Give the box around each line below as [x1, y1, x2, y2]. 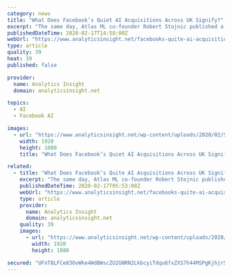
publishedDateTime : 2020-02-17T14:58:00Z [7, 29, 128, 37]
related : [7, 163, 32, 170]
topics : [7, 100, 30, 107]
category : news [7, 10, 51, 17]
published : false [7, 62, 57, 69]
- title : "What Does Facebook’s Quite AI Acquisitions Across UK [13, 170, 206, 177]
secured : [7, 259, 32, 267]
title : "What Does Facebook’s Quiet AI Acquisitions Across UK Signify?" [7, 17, 224, 24]
